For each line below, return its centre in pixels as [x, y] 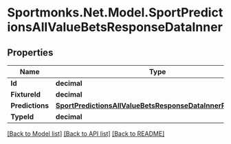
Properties [30, 52]
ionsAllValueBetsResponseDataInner [115, 27]
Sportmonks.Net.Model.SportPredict [115, 13]
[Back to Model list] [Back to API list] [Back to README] [86, 134]
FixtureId [26, 94]
